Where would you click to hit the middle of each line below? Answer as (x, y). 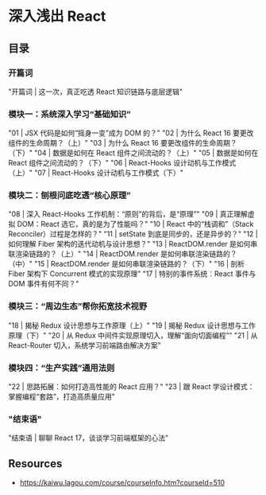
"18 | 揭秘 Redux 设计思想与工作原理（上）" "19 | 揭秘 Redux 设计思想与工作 (132, 325)
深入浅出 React (57, 16)
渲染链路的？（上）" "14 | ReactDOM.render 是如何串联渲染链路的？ (126, 254)
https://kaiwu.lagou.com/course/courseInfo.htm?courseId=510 (122, 483)
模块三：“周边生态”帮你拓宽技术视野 (78, 306)
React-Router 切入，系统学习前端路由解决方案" (85, 345)
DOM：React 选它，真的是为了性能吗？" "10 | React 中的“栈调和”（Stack (135, 224)
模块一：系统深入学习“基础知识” (69, 114)
